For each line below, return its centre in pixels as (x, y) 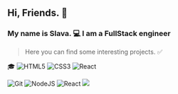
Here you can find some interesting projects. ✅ (94, 52)
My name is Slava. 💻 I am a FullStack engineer (89, 34)
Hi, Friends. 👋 (37, 13)
